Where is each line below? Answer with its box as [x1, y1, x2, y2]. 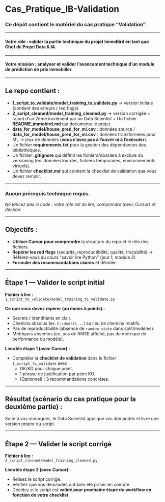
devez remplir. [12, 173, 41, 179]
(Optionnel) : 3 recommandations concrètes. [19, 376, 110, 382]
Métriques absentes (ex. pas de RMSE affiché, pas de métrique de [12, 330, 147, 336]
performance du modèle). [12, 336, 64, 342]
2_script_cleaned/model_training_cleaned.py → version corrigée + [12, 110, 151, 116]
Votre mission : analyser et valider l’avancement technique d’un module [5, 61, 155, 67]
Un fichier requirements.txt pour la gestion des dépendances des [12, 142, 146, 147]
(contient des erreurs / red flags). [12, 105, 80, 111]
